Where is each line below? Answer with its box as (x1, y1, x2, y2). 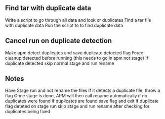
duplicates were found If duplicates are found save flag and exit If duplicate (5, 98, 159, 104)
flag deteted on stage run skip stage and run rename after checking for (5, 103, 150, 109)
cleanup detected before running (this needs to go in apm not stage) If (5, 55, 149, 61)
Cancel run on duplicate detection (5, 37, 112, 45)
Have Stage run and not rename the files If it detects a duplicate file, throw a (5, 87, 161, 93)
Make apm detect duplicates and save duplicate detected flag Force (5, 49, 144, 56)
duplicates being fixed (5, 109, 50, 115)
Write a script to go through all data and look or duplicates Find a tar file (5, 17, 152, 23)
